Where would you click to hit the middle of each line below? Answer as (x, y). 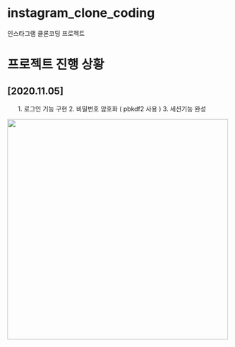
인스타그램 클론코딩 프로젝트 (46, 33)
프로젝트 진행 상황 (56, 65)
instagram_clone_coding (81, 13)
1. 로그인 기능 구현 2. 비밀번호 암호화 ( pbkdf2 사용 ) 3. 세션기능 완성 (112, 109)
